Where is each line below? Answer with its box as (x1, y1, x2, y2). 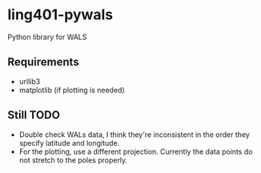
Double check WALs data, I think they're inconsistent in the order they (18, 130, 250, 139)
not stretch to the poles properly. (18, 155, 128, 165)
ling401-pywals (7, 6, 114, 24)
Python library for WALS (7, 32, 87, 42)
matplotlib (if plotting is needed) (18, 85, 125, 95)
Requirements (7, 55, 79, 69)
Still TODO (7, 108, 61, 122)
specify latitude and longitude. (18, 138, 120, 147)
